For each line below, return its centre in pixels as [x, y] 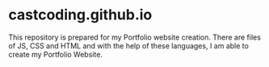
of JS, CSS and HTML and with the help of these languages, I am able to [128, 45]
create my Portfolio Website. [56, 54]
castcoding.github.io [80, 15]
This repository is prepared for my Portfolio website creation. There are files [134, 37]
